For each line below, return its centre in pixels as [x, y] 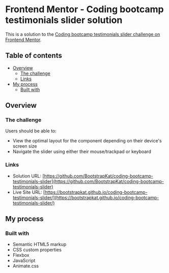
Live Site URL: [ [29, 192]
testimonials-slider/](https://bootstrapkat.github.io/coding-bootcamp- [86, 197]
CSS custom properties [37, 250]
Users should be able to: [31, 131]
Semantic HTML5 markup [39, 245]
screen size [25, 146]
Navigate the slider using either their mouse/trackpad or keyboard [82, 151]
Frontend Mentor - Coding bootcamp [84, 9]
